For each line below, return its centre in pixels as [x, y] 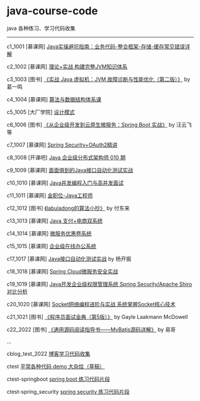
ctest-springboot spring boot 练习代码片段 [58, 379]
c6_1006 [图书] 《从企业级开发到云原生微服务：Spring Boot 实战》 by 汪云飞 [99, 125]
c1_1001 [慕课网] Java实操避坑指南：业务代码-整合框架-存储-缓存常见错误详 [99, 46]
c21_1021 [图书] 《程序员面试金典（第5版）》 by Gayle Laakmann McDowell [97, 316]
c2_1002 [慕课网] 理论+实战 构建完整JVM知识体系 [67, 66]
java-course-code [53, 11]
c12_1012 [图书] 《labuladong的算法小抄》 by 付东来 [68, 208]
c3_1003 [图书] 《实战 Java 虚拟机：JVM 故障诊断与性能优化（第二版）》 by [99, 79]
